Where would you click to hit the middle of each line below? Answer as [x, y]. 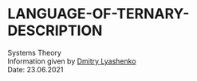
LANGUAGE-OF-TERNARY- [98, 14]
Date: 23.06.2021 [35, 69]
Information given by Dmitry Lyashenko [72, 61]
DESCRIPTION [55, 31]
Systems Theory [34, 52]
